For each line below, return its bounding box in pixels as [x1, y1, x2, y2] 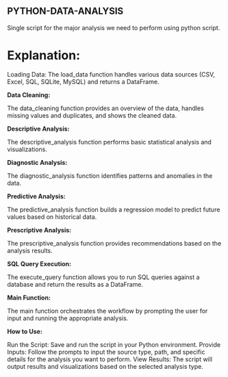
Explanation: [7, 48, 81, 63]
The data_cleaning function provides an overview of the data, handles [7, 104, 204, 112]
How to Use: [7, 327, 43, 335]
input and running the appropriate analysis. [7, 314, 129, 322]
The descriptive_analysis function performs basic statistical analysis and [7, 138, 212, 146]
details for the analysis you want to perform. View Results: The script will [7, 355, 213, 363]
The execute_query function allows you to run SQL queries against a [7, 273, 200, 281]
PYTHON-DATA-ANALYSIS [7, 5, 124, 17]
